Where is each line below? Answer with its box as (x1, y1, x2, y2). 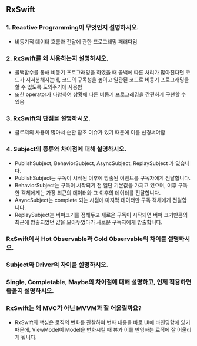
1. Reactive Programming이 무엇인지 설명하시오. (6, 24, 139, 32)
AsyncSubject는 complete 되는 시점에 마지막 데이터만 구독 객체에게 (14, 196, 172, 203)
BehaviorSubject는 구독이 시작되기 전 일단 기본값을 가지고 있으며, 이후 (14, 182, 177, 189)
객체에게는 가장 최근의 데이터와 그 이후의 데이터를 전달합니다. (21, 189, 161, 196)
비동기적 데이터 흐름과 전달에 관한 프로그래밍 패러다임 (14, 38, 138, 45)
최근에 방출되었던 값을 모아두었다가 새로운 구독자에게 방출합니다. (14, 218, 163, 226)
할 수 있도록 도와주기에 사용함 (14, 83, 82, 90)
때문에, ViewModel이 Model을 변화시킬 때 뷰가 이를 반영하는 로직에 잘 (14, 326, 176, 333)
